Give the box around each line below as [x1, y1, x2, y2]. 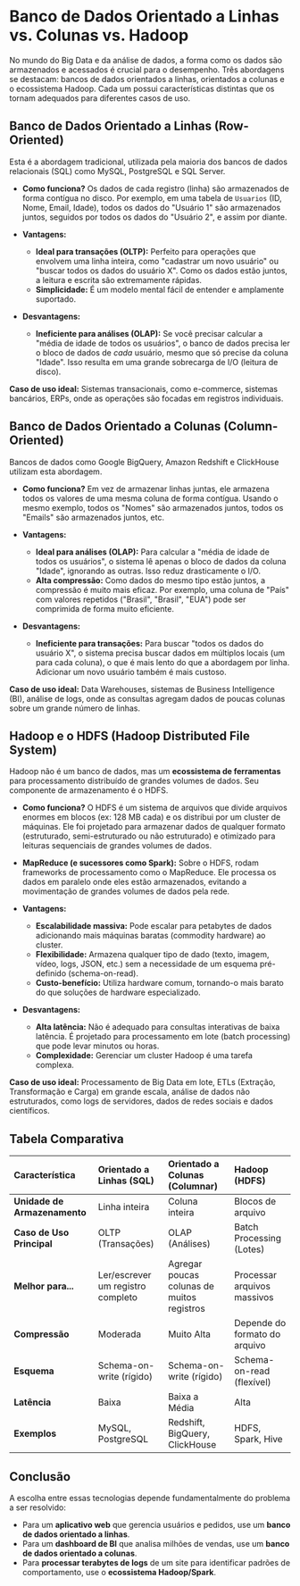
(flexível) [234, 1376, 271, 1389]
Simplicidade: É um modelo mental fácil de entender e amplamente [35, 284, 284, 295]
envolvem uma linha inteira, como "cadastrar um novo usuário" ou [35, 255, 279, 266]
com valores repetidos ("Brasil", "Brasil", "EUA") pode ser [35, 594, 246, 605]
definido [35, 968, 67, 979]
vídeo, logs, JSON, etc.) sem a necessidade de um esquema [35, 958, 258, 970]
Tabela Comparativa [9, 1131, 124, 1147]
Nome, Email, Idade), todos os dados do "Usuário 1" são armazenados [21, 202, 281, 213]
